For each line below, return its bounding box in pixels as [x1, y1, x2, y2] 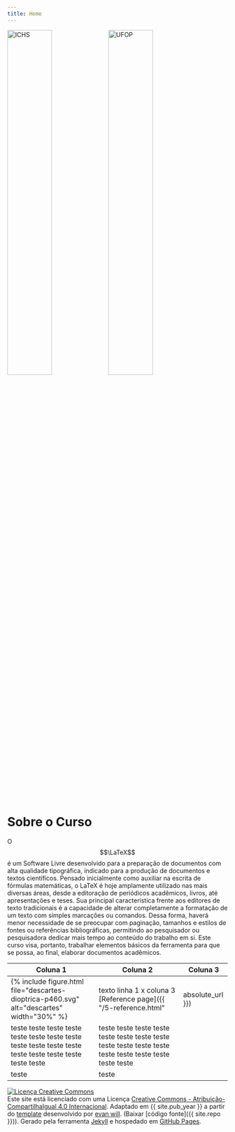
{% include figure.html [10, 977, 84, 986]
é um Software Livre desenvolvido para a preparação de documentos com [7, 858, 222, 868]
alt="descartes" [10, 1003, 63, 1012]
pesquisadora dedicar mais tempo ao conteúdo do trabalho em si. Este [7, 933, 211, 942]
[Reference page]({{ [99, 994, 165, 1004]
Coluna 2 [122, 965, 153, 975]
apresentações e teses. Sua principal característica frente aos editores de [7, 896, 220, 905]
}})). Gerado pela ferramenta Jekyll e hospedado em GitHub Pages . [7, 1117, 201, 1125]
